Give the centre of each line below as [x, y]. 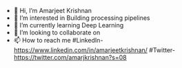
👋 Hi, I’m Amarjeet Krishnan [52, 11]
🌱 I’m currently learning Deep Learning [69, 25]
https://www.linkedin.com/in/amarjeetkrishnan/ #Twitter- [94, 50]
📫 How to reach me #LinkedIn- [58, 40]
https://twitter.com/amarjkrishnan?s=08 [70, 57]
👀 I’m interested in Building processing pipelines [82, 18]
